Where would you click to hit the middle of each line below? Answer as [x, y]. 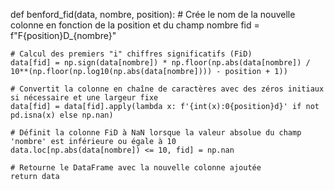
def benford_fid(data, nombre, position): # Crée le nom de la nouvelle [153, 14]
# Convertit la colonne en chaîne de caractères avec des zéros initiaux [167, 89]
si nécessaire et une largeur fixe [84, 98]
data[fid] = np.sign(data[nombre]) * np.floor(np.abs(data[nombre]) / [160, 63]
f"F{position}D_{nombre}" [63, 35]
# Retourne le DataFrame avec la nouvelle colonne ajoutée [136, 168]
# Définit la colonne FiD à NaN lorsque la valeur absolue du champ [156, 133]
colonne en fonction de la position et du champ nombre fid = [135, 25]
